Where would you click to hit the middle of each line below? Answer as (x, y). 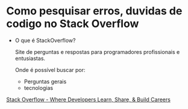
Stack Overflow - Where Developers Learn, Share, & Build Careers (88, 99)
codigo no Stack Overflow (73, 24)
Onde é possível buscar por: (50, 69)
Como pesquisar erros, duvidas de (94, 11)
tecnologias (38, 87)
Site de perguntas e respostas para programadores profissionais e (97, 52)
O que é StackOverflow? (45, 40)
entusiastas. (30, 58)
